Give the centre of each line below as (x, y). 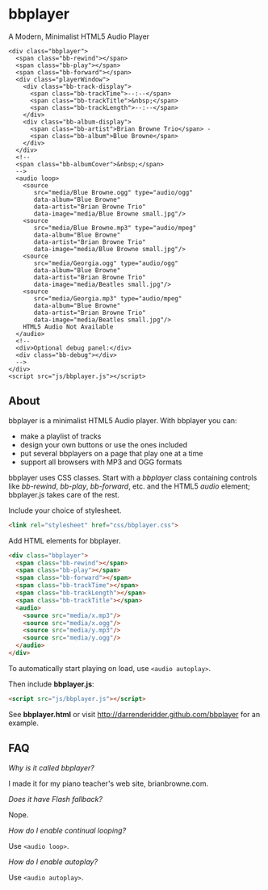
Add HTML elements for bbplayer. (65, 540)
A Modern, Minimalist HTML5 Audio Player (79, 36)
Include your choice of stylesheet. (65, 510)
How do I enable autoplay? (53, 862)
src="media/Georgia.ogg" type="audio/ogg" (106, 263)
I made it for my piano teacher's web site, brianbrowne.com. (109, 783)
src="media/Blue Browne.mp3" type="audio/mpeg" (115, 228)
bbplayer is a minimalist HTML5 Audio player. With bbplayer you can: (123, 420)
